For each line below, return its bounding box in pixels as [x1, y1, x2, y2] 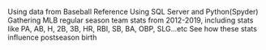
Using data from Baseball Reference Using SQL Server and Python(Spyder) [7, 7, 259, 16]
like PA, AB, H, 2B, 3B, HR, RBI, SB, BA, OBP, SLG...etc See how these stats [7, 24, 257, 33]
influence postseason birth [7, 32, 97, 42]
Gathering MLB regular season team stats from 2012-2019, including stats [7, 15, 254, 25]
